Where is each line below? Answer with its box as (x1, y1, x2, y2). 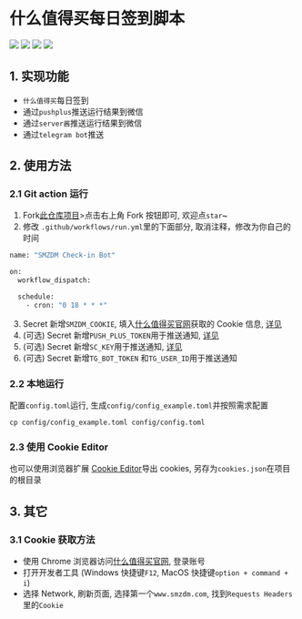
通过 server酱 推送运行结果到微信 (22, 117, 143, 128)
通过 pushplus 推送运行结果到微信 (22, 106, 144, 117)
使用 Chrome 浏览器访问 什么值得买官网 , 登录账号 (22, 556, 206, 567)
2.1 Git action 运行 (9, 188, 89, 200)
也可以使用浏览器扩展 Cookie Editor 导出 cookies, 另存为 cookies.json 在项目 (9, 463, 291, 474)
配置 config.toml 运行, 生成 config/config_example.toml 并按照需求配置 (9, 400, 268, 411)
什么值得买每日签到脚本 (9, 8, 186, 29)
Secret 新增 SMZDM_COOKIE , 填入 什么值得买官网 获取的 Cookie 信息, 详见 (22, 318, 282, 329)
